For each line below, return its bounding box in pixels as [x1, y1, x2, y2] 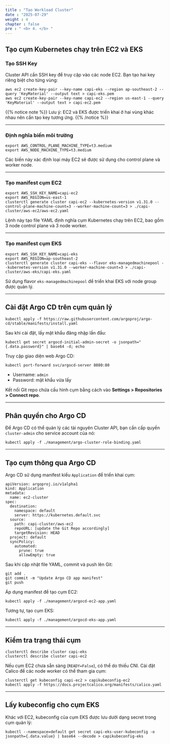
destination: [10, 504, 37, 509]
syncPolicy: [10, 540, 35, 545]
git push [5, 580, 24, 585]
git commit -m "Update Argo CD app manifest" [5, 575, 103, 581]
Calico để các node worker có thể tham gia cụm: [5, 668, 107, 674]
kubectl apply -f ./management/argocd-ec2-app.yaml [5, 599, 116, 604]
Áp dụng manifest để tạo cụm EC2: [5, 589, 78, 595]
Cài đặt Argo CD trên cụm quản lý [5, 303, 112, 312]
